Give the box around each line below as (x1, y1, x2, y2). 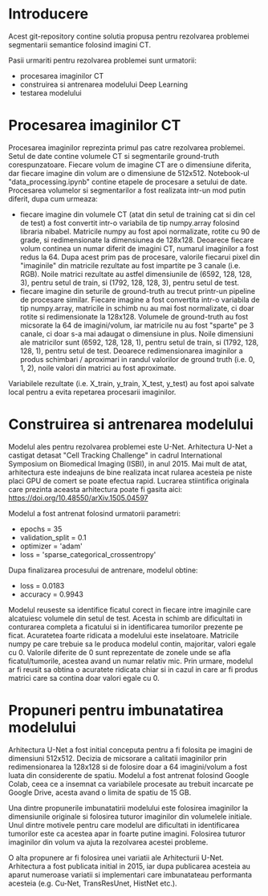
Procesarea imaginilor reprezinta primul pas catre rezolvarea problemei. (8, 142, 246, 153)
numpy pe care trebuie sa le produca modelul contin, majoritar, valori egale (8, 639, 257, 649)
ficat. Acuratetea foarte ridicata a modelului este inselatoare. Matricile (8, 630, 239, 640)
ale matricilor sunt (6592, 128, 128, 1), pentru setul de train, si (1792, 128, (19, 337, 259, 347)
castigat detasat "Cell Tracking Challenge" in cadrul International (8, 450, 222, 460)
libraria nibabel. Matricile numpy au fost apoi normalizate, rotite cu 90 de (19, 226, 261, 236)
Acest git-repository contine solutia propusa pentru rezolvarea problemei (8, 31, 250, 41)
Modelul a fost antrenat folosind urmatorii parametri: (8, 508, 181, 518)
